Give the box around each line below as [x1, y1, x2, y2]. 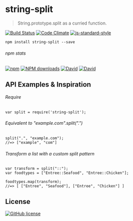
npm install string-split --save [5, 39, 75, 45]
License [5, 197, 31, 206]
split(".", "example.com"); [5, 135, 64, 141]
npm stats [5, 50, 26, 56]
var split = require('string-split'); [5, 109, 86, 115]
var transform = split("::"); [5, 166, 69, 171]
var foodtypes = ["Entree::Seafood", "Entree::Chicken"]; [5, 170, 129, 176]
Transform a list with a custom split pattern [5, 150, 94, 156]
